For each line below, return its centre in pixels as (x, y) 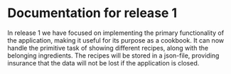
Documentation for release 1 (92, 13)
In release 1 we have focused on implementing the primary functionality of (116, 33)
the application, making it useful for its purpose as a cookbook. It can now (116, 40)
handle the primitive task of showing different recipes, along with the (108, 48)
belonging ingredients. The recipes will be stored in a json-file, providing (113, 55)
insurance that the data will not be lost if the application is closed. (103, 63)
